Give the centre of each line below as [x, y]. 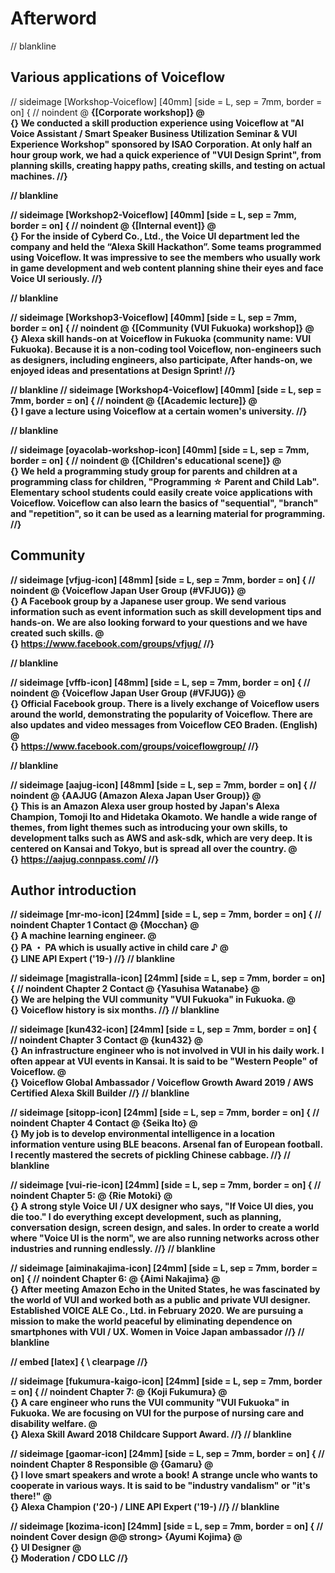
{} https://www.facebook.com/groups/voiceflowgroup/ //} [135, 746]
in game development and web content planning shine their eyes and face [167, 268]
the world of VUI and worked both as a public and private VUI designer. [160, 1300]
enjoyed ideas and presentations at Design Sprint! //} [123, 370]
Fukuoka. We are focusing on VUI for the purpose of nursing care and [157, 1413]
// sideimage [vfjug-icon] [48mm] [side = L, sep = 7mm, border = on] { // [163, 579]
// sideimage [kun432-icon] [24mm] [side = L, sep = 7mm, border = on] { [164, 1029]
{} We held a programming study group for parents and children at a [154, 471]
